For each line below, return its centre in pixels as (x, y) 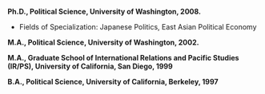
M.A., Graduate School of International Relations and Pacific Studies (123, 58)
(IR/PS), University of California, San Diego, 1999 (90, 66)
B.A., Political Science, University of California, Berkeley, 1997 (113, 82)
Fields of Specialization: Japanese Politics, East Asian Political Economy (138, 27)
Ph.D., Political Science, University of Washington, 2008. (104, 12)
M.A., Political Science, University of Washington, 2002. (103, 42)
